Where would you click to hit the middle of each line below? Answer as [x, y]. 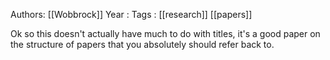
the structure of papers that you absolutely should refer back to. [142, 44]
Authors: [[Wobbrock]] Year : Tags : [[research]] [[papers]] [131, 14]
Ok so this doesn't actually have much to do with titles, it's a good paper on [165, 33]
